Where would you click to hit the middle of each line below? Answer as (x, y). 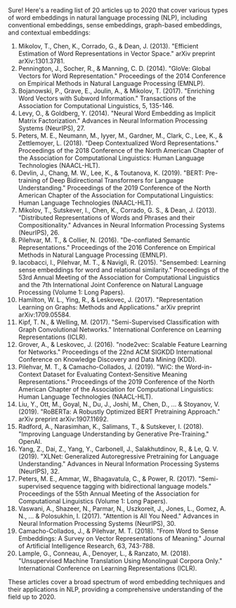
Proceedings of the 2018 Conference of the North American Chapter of (121, 151)
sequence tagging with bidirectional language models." (132, 486)
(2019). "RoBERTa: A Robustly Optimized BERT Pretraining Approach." (119, 411)
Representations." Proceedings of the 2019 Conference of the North (116, 382)
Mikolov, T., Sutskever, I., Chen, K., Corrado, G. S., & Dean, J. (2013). (117, 210)
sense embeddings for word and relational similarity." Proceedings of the (123, 270)
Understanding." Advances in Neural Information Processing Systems (119, 464)
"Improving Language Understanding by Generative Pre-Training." (113, 434)
